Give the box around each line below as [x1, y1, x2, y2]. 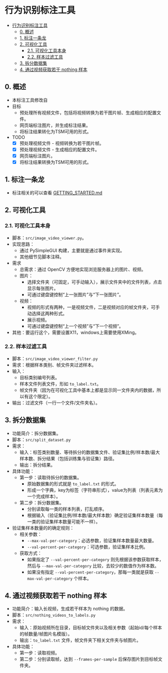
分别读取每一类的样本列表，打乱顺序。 [27, 506, 107, 512]
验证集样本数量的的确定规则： [12, 525, 74, 531]
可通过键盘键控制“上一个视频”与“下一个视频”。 [27, 323, 124, 329]
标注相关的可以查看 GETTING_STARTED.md [12, 190, 103, 196]
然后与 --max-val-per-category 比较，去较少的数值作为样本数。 [27, 563, 159, 569]
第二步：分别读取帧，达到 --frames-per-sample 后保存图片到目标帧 [19, 656, 158, 662]
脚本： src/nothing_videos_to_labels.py [12, 612, 96, 618]
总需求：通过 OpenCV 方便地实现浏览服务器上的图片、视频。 [19, 266, 146, 272]
